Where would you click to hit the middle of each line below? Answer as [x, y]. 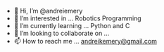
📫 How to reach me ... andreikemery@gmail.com [85, 41]
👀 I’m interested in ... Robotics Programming [78, 18]
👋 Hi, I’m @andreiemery [48, 11]
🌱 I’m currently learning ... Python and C [72, 26]
